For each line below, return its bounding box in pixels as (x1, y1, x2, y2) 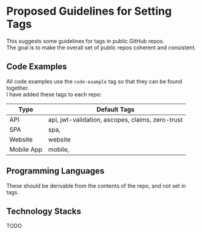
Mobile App (9, 145, 43, 154)
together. (6, 84, 29, 91)
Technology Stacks (6, 206, 81, 216)
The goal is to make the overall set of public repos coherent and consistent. (6, 44, 197, 51)
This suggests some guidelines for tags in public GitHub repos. (6, 37, 165, 44)
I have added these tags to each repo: (6, 90, 102, 98)
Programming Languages (6, 166, 105, 176)
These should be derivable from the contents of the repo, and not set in (6, 182, 186, 190)
